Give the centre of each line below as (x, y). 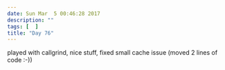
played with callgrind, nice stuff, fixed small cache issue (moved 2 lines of (112, 53)
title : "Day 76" (30, 33)
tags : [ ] (23, 26)
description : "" (30, 20)
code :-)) (20, 60)
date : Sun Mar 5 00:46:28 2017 (54, 14)
